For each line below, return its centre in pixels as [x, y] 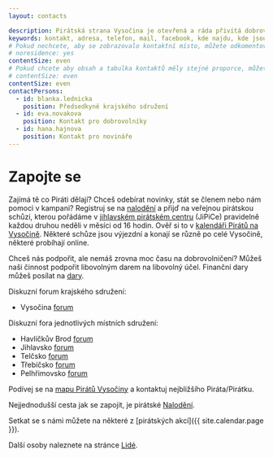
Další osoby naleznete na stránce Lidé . [73, 445]
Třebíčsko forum [48, 364]
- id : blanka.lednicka [54, 98]
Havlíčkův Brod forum [56, 338]
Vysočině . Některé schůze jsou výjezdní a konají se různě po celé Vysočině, [136, 233]
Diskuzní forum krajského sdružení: [67, 291]
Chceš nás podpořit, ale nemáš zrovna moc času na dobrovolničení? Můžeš [135, 258]
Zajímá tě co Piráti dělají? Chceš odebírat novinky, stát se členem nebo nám [135, 199]
